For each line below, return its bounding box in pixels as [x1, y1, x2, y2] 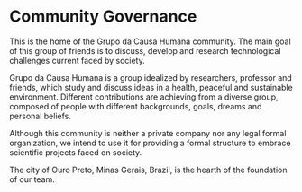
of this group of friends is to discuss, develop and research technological [9, 45, 281, 56]
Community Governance [9, 6, 197, 27]
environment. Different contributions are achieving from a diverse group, [9, 92, 279, 102]
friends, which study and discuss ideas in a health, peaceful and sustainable [9, 82, 293, 92]
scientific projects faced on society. [9, 146, 142, 158]
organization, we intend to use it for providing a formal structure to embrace [9, 137, 291, 148]
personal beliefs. [9, 110, 72, 121]
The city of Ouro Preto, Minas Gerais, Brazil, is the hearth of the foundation [9, 164, 288, 175]
